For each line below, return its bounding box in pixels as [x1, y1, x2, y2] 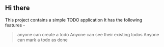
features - [5, 22, 26, 28]
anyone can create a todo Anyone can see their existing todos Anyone [17, 31, 160, 37]
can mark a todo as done [17, 37, 68, 43]
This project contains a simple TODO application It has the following [5, 17, 142, 23]
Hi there [5, 4, 30, 12]
